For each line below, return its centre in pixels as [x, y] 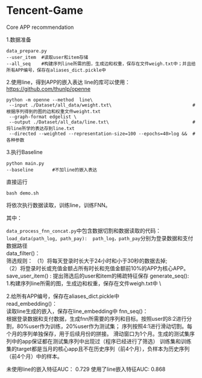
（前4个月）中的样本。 [35, 356]
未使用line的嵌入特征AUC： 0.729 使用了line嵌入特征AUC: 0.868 [86, 369]
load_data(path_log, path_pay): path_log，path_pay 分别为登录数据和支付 [100, 238]
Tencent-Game [45, 11]
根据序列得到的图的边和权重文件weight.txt [53, 111]
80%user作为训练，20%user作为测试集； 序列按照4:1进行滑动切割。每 [105, 326]
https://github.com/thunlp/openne [49, 88]
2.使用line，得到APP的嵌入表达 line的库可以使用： [68, 82]
